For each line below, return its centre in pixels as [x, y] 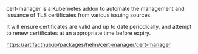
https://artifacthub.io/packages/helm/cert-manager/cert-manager [89, 45]
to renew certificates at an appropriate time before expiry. [78, 33]
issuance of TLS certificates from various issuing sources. [79, 15]
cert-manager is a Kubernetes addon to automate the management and [95, 9]
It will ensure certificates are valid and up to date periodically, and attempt [99, 27]
